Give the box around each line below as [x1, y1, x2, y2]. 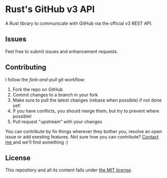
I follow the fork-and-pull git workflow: [5, 76, 86, 82]
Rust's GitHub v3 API [5, 4, 95, 15]
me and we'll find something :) [5, 139, 68, 145]
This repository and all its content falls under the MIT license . [5, 167, 133, 173]
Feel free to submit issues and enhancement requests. [5, 48, 119, 54]
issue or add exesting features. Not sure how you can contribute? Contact [5, 133, 159, 140]
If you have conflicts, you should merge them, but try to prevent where [12, 108, 159, 114]
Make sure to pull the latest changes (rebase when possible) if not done [12, 97, 162, 103]
